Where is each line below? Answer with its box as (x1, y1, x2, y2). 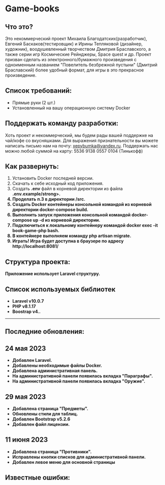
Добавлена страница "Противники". (12, 449, 92, 454)
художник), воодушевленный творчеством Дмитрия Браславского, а (5, 46, 151, 52)
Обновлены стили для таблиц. (12, 411, 79, 417)
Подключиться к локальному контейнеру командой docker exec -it (12, 222, 158, 228)
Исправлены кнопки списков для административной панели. (12, 454, 146, 460)
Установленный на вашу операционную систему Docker (12, 104, 131, 111)
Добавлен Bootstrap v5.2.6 (12, 416, 70, 422)
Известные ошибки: (5, 474, 70, 482)
